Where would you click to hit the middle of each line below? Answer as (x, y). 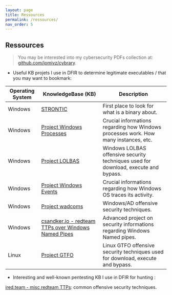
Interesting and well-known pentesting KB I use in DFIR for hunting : (84, 278)
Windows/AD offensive (130, 203)
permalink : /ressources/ (32, 19)
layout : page (19, 10)
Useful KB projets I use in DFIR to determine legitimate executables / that (89, 73)
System (22, 97)
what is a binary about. (130, 112)
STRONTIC (54, 109)
